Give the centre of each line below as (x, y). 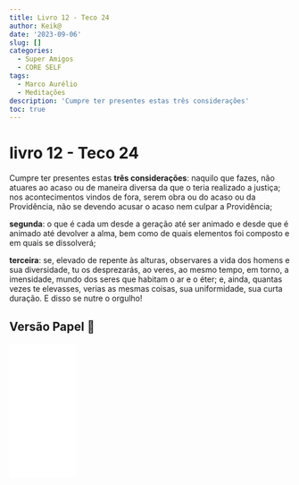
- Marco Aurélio (47, 84)
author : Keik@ (36, 26)
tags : (19, 76)
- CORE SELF (40, 68)
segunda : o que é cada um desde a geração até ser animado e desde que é (149, 224)
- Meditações (42, 92)
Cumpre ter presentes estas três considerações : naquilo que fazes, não (142, 178)
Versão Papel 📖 (52, 326)
